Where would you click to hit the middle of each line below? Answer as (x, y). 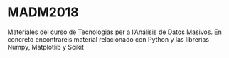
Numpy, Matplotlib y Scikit (46, 47)
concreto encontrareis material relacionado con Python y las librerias (108, 39)
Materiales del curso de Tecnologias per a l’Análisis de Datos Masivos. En (115, 32)
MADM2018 (43, 12)
